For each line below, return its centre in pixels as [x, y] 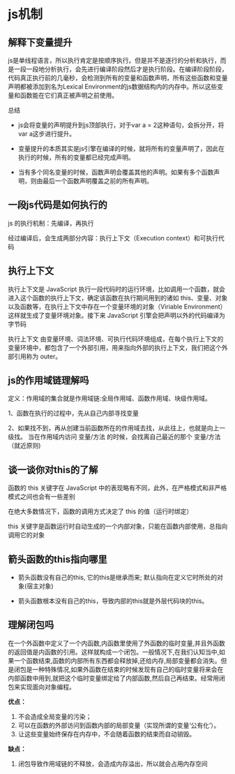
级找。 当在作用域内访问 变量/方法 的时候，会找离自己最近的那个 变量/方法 [114, 437]
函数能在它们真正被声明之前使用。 [69, 95]
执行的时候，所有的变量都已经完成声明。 [76, 157]
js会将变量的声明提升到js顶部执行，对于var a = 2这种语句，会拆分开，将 [121, 125]
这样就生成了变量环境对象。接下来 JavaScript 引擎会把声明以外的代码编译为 [117, 315]
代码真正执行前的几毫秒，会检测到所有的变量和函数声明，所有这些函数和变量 [118, 78]
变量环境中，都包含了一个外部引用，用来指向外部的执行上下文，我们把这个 [115, 347]
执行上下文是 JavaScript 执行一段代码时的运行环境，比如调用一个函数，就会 [117, 289]
